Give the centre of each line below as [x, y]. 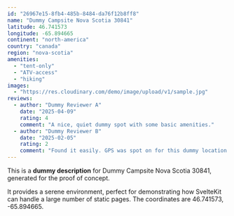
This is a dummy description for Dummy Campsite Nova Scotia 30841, [110, 170]
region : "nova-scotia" [40, 53]
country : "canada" [34, 46]
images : [19, 86]
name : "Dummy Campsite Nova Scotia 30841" [70, 20]
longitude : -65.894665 [40, 33]
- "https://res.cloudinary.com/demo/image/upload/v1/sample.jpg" [111, 92]
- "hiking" [29, 79]
